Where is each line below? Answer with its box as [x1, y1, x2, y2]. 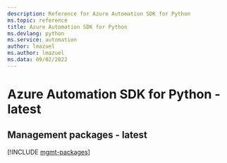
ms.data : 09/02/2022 [7, 56, 68, 63]
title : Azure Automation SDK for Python [7, 23, 128, 30]
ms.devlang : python [7, 30, 65, 37]
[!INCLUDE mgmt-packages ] [7, 148, 90, 156]
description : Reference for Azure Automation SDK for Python [7, 10, 191, 18]
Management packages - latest [7, 129, 148, 141]
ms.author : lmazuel [7, 50, 65, 57]
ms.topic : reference [7, 17, 68, 24]
